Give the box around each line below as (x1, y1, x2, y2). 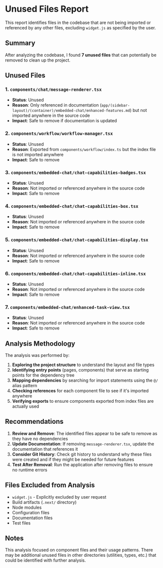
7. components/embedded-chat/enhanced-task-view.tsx (5, 304, 130, 310)
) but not (129, 108, 147, 113)
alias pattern (12, 383, 37, 389)
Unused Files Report (5, 3, 89, 15)
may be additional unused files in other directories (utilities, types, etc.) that (5, 552, 157, 558)
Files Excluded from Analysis (5, 481, 95, 489)
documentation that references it (12, 446, 78, 452)
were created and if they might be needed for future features (12, 456, 135, 462)
